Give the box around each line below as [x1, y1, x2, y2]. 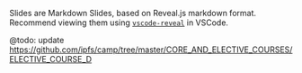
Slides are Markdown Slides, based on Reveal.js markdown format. [9, 8, 257, 18]
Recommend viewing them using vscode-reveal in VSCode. [9, 17, 229, 28]
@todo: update [9, 35, 65, 45]
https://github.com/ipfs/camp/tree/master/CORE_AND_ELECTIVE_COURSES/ [9, 44, 293, 55]
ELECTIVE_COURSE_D [9, 54, 93, 64]
